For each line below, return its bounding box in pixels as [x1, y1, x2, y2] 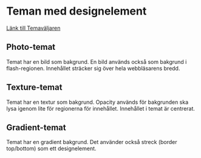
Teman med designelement [6, 4, 147, 18]
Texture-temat [6, 82, 63, 92]
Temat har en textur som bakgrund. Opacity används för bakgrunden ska [6, 98, 189, 106]
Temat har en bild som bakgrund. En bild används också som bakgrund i [6, 58, 187, 65]
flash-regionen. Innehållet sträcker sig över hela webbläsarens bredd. [6, 64, 180, 72]
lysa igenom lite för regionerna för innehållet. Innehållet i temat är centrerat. [6, 105, 196, 112]
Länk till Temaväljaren [6, 24, 61, 32]
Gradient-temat [6, 122, 66, 132]
